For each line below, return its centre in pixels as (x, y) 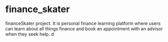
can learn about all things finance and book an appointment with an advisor (84, 28)
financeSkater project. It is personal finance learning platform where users (83, 23)
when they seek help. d (30, 34)
